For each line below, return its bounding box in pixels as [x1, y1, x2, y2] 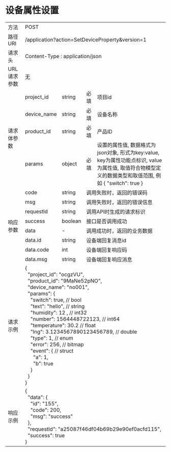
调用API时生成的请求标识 [86, 208, 146, 215]
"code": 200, [30, 406, 62, 413]
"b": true [33, 360, 53, 367]
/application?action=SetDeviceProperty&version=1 [24, 36, 147, 43]
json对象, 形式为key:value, [97, 149, 160, 156]
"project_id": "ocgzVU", [27, 271, 84, 278]
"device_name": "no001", [27, 284, 89, 291]
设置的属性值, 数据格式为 [97, 141, 156, 148]
